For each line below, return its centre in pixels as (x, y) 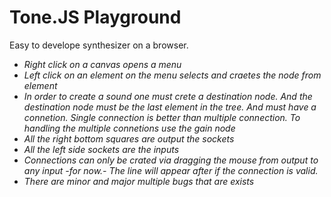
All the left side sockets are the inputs (101, 149)
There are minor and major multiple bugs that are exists (139, 181)
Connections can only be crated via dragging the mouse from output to (171, 160)
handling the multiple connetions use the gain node (129, 128)
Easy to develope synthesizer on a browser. (99, 45)
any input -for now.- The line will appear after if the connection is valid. (171, 170)
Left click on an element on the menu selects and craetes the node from (172, 75)
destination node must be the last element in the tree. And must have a (170, 107)
